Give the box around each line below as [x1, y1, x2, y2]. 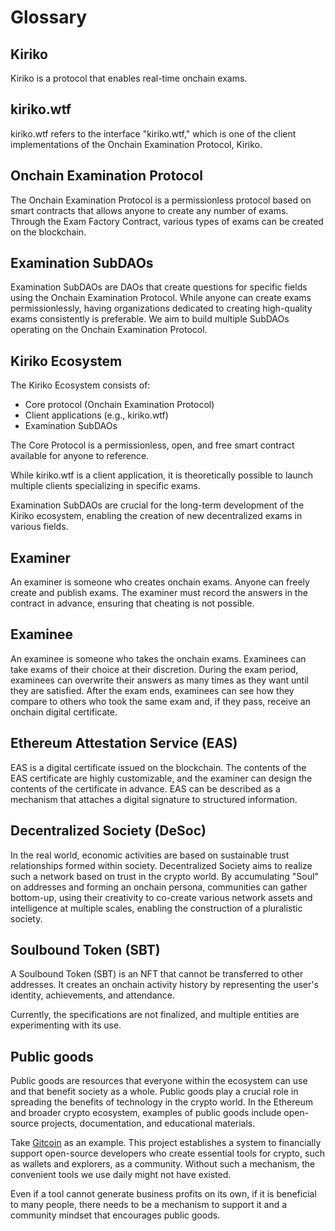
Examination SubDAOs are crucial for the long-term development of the [10, 499, 305, 511]
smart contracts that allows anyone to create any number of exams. [10, 204, 289, 216]
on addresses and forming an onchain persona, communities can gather [10, 881, 308, 893]
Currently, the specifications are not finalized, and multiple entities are [10, 1009, 300, 1021]
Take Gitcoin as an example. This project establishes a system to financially [10, 1137, 322, 1149]
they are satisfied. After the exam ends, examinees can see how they [10, 684, 295, 696]
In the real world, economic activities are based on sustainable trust [10, 849, 290, 861]
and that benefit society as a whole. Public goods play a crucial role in [10, 1086, 299, 1098]
